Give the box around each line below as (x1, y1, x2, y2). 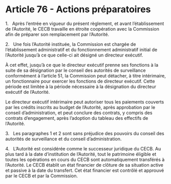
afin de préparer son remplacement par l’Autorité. (5, 31, 109, 37)
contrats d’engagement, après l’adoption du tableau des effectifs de (5, 115, 148, 121)
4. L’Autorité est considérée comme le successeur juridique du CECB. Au (5, 145, 161, 151)
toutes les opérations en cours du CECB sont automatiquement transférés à (5, 156, 165, 163)
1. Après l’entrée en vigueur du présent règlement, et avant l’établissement (5, 20, 164, 27)
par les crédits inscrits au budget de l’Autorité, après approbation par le (5, 104, 155, 110)
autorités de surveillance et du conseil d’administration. (5, 136, 122, 142)
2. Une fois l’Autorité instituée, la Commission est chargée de (5, 41, 136, 47)
